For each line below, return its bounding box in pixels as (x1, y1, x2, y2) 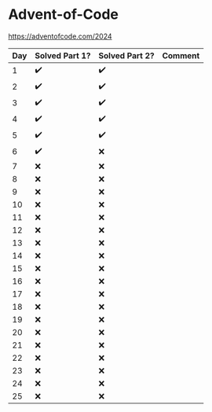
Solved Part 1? (35, 50, 91, 61)
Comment (162, 50, 200, 61)
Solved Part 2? (97, 50, 155, 61)
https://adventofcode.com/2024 (8, 31, 112, 41)
